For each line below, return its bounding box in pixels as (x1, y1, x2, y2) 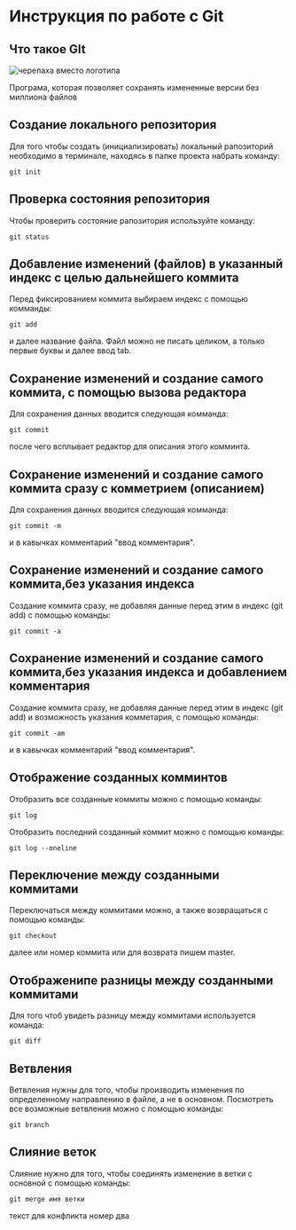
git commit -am (9, 729, 66, 737)
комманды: (9, 304, 52, 314)
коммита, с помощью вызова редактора (9, 384, 246, 400)
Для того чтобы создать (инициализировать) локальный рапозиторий (9, 140, 274, 152)
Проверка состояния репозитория (9, 192, 211, 207)
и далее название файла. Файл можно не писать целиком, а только (9, 335, 266, 347)
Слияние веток (9, 1145, 97, 1160)
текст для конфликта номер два (9, 1210, 130, 1221)
